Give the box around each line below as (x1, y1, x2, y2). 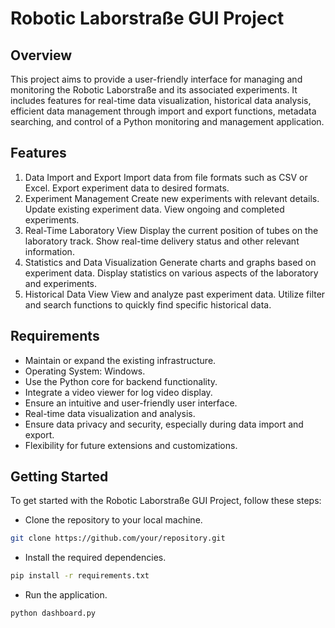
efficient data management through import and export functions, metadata (10, 105, 317, 117)
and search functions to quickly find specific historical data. (24, 298, 272, 311)
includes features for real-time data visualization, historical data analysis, (10, 95, 312, 106)
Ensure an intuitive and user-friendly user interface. (24, 397, 238, 409)
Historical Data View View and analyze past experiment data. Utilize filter (24, 288, 326, 300)
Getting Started (10, 468, 109, 486)
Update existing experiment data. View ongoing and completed (24, 203, 285, 215)
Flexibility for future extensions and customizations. (24, 439, 238, 451)
